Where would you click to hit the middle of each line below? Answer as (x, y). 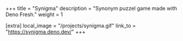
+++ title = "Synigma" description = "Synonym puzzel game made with (91, 8)
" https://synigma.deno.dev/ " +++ (45, 32)
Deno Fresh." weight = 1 (34, 14)
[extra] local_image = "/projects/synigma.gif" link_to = (71, 26)
